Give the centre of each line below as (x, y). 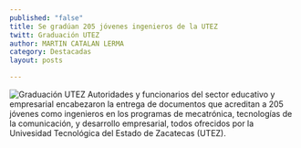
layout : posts (36, 60)
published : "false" (47, 18)
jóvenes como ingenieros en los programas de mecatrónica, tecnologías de (151, 114)
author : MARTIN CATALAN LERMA (67, 43)
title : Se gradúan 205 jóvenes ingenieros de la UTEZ (114, 26)
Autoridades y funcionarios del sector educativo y (181, 94)
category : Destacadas (51, 52)
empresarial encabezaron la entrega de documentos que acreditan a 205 (147, 104)
